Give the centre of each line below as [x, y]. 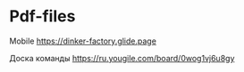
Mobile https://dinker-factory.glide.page [83, 41]
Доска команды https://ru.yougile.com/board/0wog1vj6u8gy [122, 58]
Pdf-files [42, 16]
